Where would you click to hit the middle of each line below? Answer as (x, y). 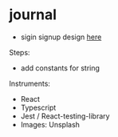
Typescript (38, 107)
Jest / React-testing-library (65, 116)
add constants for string (60, 68)
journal (33, 15)
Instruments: (30, 83)
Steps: (20, 52)
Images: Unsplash (50, 124)
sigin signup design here (61, 37)
